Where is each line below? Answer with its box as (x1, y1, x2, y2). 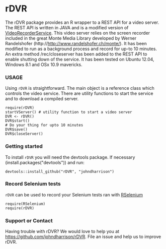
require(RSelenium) (5, 201, 46, 206)
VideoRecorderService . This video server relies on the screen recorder (5, 30, 150, 36)
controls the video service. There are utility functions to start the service (5, 90, 154, 97)
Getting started (5, 143, 43, 150)
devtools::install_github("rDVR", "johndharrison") (5, 169, 114, 174)
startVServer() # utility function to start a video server (5, 110, 133, 115)
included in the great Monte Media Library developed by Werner (5, 35, 137, 41)
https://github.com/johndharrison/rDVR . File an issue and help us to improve (5, 234, 162, 240)
